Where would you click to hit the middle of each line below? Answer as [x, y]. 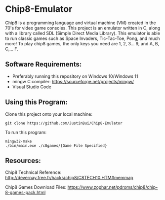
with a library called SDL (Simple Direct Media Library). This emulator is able [83, 33]
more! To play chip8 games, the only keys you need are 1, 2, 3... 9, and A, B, [82, 43]
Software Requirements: [43, 64]
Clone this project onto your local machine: [49, 114]
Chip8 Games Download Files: [36, 187]
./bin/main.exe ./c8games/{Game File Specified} [56, 146]
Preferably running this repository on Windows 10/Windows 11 [75, 76]
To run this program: [26, 132]
